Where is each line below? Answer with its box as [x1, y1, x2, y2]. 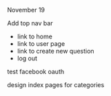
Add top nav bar [7, 19, 53, 27]
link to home [17, 32, 53, 40]
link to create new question [17, 47, 94, 55]
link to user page [17, 40, 65, 47]
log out [17, 54, 38, 62]
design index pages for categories [7, 81, 105, 88]
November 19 [7, 6, 46, 14]
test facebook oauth [7, 68, 65, 75]
